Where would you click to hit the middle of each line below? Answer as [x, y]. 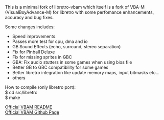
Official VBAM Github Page [32, 112]
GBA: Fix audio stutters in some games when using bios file [72, 62]
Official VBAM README [29, 107]
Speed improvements [34, 36]
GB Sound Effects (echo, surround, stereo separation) [66, 47]
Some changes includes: [30, 27]
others [19, 78]
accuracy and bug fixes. [29, 17]
